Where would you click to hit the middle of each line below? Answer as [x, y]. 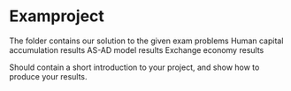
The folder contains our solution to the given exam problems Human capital [146, 41]
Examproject [57, 16]
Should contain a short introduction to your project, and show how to [134, 67]
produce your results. [48, 76]
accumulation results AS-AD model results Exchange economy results [137, 49]
